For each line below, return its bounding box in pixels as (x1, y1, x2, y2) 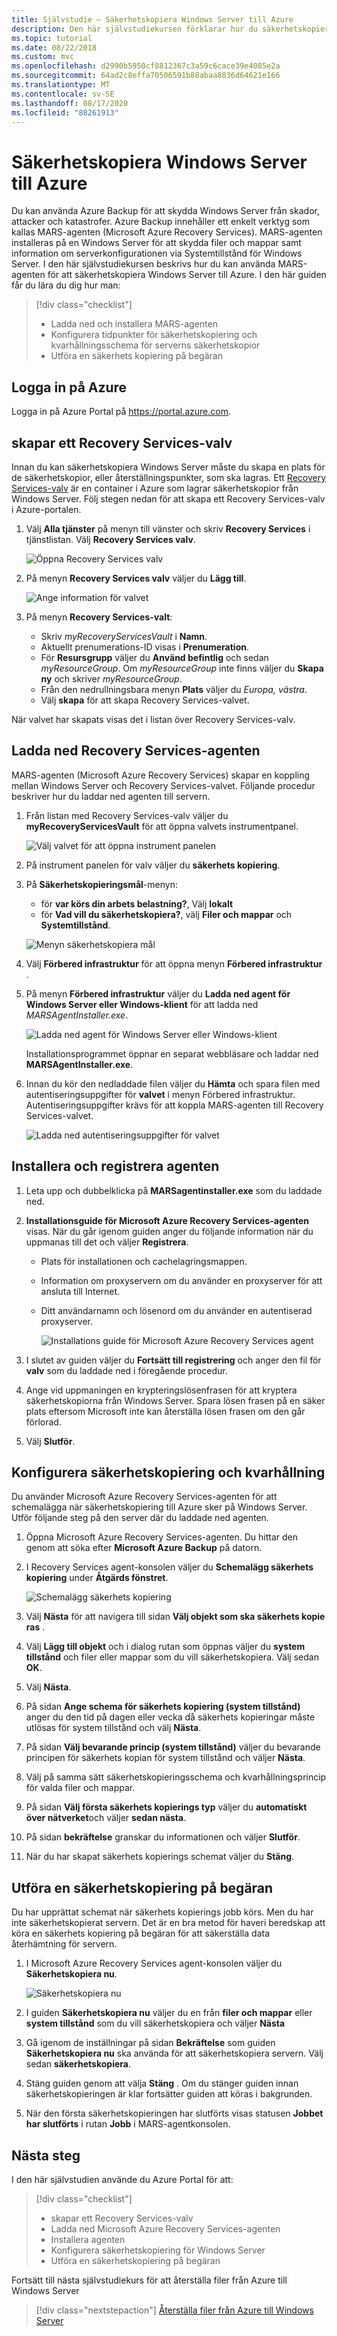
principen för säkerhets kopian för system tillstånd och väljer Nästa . (25, 1752, 306, 1764)
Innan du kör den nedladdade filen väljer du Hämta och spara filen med (25, 1077, 321, 1090)
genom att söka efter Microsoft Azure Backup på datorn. (25, 1542, 263, 1554)
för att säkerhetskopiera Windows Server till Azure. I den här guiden (47, 269, 327, 281)
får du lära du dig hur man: (11, 279, 121, 291)
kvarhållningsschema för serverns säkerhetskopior (50, 339, 261, 351)
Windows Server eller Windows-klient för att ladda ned (25, 998, 259, 1010)
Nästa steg (11, 2147, 81, 2164)
